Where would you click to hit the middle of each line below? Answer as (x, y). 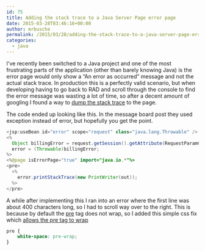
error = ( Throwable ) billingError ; (56, 149)
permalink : (20, 35)
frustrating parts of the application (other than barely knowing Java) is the (99, 70)
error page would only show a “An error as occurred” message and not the (100, 76)
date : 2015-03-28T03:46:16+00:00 (49, 23)
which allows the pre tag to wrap (47, 220)
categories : (21, 40)
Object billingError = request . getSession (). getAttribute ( (88, 143)
